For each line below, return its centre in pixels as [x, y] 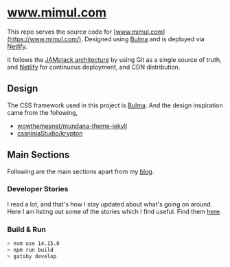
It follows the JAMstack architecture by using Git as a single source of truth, [114, 59]
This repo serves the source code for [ [61, 32]
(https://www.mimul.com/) [44, 39]
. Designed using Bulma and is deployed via [143, 39]
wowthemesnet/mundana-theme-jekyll [72, 126]
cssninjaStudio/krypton [50, 133]
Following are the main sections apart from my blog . [81, 171]
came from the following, [42, 112]
